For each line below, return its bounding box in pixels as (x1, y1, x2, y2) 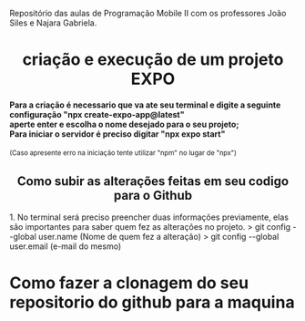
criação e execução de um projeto (22, 49, 284, 70)
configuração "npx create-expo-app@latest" (9, 109, 185, 119)
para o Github (113, 187, 193, 203)
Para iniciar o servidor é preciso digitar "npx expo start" (9, 128, 226, 140)
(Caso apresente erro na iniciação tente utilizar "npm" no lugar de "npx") (9, 149, 237, 158)
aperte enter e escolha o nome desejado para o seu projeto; (9, 119, 239, 129)
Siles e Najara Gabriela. (9, 17, 97, 28)
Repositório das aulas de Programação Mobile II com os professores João (9, 8, 287, 18)
